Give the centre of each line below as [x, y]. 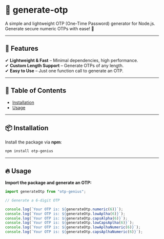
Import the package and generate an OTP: [48, 183]
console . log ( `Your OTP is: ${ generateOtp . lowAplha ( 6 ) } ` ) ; [65, 214]
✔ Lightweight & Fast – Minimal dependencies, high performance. [72, 60]
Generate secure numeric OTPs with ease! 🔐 [50, 28]
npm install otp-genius [29, 151]
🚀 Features [22, 49]
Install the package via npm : [33, 142]
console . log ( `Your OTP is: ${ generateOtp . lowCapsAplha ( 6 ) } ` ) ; [70, 223]
